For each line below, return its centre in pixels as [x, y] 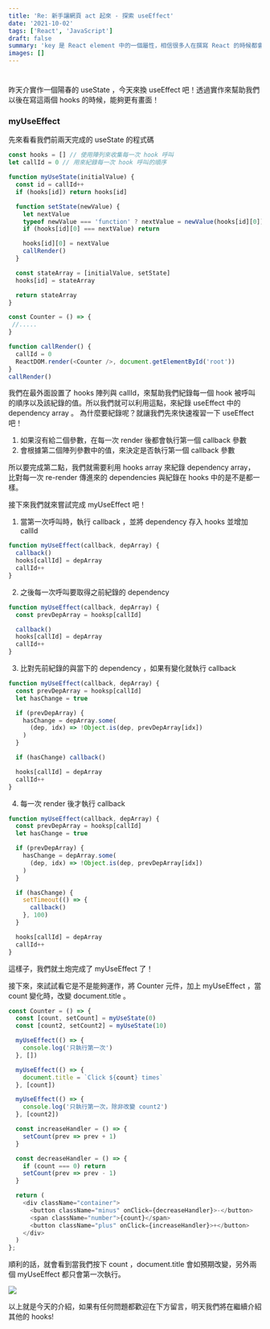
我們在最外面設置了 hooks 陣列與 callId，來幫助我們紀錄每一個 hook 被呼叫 [132, 393]
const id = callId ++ [50, 185]
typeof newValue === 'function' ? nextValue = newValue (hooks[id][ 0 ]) [143, 221]
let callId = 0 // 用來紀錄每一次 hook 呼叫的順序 [88, 163]
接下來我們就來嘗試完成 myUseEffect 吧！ [78, 505]
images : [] [27, 53]
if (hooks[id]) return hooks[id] [72, 192]
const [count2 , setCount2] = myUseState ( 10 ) [91, 1026]
